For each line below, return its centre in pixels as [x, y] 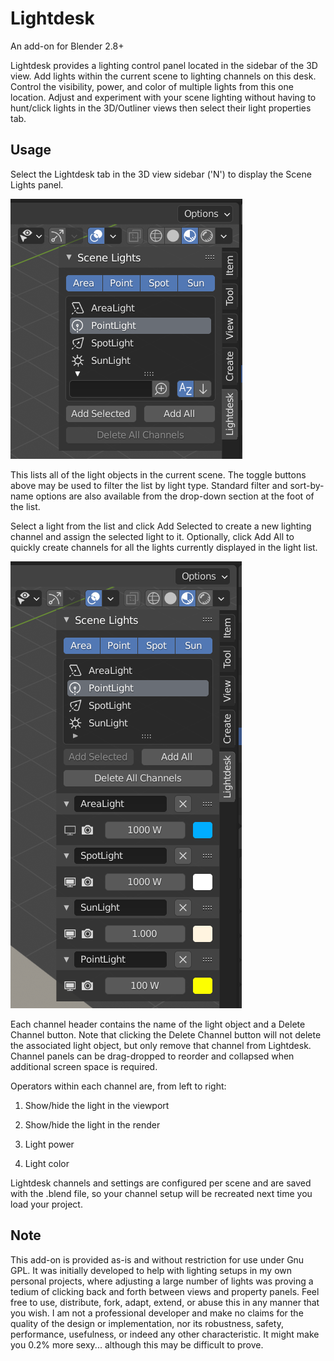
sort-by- [307, 485]
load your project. [46, 1204]
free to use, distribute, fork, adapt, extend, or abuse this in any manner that [165, 1302]
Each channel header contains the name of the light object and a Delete [158, 1024]
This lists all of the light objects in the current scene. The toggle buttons [158, 474]
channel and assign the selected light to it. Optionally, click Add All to [152, 536]
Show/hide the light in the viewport [97, 1105]
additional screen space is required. [84, 1066]
